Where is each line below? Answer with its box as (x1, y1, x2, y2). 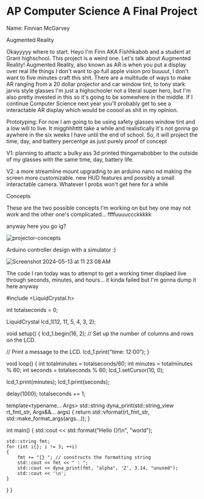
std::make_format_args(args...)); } (6, 414, 90, 422)
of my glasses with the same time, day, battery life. (6, 155, 134, 163)
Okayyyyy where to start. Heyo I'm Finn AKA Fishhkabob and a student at (6, 48, 191, 55)
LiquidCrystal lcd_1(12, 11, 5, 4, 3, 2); (6, 318, 96, 325)
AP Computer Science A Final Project (6, 4, 198, 18)
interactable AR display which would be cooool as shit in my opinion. (6, 106, 178, 113)
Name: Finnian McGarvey (6, 24, 70, 32)
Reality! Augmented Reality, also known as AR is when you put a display (6, 61, 187, 68)
